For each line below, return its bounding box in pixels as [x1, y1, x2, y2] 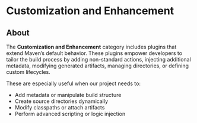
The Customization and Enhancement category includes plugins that [6, 43, 177, 50]
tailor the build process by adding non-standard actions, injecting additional [6, 56, 191, 63]
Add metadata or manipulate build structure [14, 92, 122, 98]
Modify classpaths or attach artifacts [14, 104, 105, 111]
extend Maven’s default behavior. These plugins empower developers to [6, 50, 183, 57]
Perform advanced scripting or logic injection [14, 111, 126, 117]
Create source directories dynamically [14, 98, 109, 105]
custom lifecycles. [6, 69, 50, 75]
